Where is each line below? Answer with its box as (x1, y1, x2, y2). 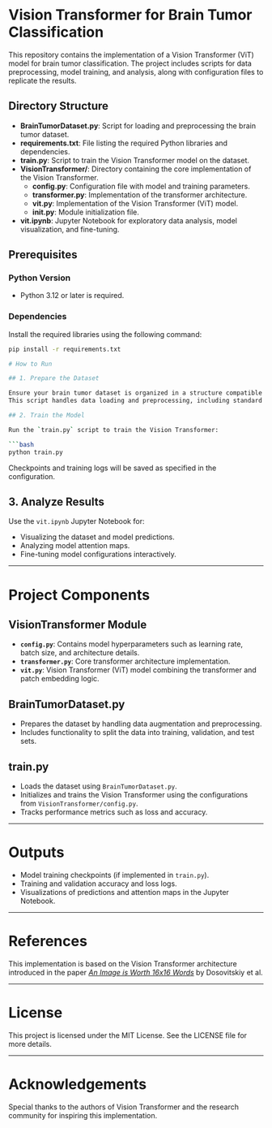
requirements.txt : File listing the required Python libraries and (19, 138, 228, 148)
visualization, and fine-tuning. (19, 224, 120, 234)
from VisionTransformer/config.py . (19, 798, 138, 809)
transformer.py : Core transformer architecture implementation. (19, 656, 231, 667)
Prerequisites (8, 248, 78, 261)
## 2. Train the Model (8, 412, 85, 420)
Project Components (8, 586, 151, 604)
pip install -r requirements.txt (8, 345, 121, 353)
